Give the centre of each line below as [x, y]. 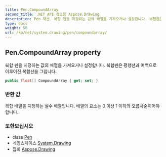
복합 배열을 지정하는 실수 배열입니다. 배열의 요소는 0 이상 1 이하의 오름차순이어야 [82, 106]
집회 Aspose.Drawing [34, 149]
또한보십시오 [19, 126]
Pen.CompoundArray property [53, 53]
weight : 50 [16, 28]
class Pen [22, 137]
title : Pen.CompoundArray [32, 10]
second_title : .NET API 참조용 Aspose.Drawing [52, 14]
